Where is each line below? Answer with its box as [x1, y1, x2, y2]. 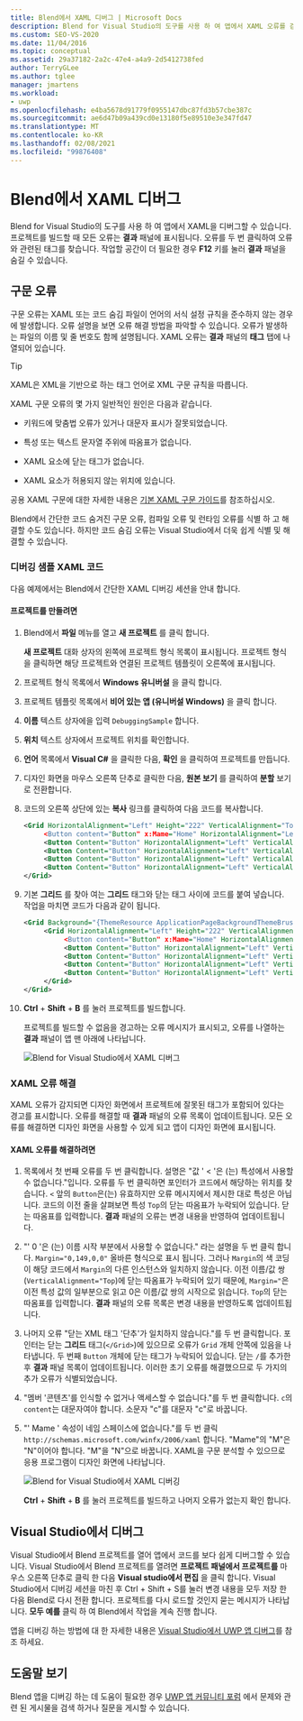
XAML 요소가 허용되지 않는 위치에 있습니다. [22, 475, 176, 486]
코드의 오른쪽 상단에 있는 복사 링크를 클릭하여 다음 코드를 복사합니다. [22, 803, 263, 814]
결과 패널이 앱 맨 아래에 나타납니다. [22, 1033, 147, 1044]
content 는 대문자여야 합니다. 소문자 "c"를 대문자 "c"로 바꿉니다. [22, 1403, 248, 1414]
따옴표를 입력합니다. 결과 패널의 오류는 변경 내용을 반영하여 [32, 1210, 240, 1222]
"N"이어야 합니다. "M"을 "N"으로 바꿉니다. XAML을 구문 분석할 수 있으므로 [22, 1445, 286, 1457]
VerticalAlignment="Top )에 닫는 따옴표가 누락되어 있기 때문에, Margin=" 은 [26, 1275, 290, 1286]
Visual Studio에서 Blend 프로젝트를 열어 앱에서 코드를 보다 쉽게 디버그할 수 [10, 1550, 274, 1560]
